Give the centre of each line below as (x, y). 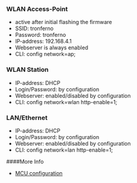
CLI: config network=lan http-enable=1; (64, 150)
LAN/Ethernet (27, 117)
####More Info (25, 161)
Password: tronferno (40, 35)
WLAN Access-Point (37, 9)
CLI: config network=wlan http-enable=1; (66, 102)
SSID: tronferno (34, 28)
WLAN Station (27, 70)
